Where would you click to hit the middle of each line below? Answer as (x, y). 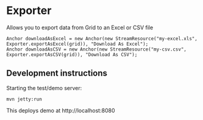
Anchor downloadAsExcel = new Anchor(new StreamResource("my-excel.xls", (102, 38)
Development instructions (57, 73)
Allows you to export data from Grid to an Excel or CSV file (80, 27)
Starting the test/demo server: (44, 88)
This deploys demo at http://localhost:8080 (61, 110)
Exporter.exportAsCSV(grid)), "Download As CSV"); (72, 55)
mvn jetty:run (24, 99)
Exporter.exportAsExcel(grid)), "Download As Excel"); (77, 44)
